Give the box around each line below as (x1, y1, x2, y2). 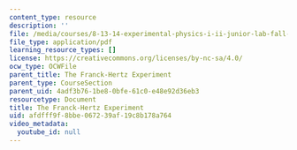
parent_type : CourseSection (9, 79, 113, 87)
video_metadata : (9, 120, 69, 129)
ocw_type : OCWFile (9, 63, 77, 71)
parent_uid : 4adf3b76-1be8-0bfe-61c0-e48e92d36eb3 (9, 86, 200, 95)
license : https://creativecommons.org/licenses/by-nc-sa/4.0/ (9, 54, 243, 63)
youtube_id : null (17, 128, 81, 137)
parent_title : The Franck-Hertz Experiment (9, 71, 172, 79)
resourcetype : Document (9, 94, 97, 104)
